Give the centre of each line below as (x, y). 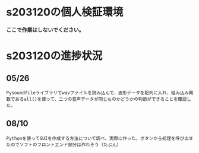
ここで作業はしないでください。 (45, 30)
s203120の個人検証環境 (65, 12)
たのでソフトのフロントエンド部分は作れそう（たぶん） (64, 145)
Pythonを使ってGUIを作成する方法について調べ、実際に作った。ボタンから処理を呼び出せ (100, 138)
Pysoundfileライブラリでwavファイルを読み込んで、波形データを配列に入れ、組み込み (97, 93)
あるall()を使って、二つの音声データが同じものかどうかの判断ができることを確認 (101, 99)
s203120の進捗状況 (54, 56)
